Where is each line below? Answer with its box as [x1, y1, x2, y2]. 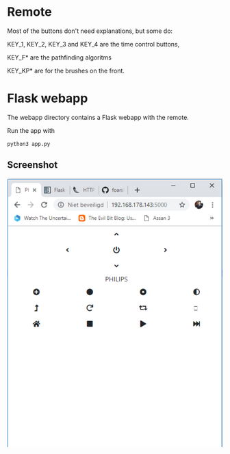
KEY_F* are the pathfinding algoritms [7, 53, 112, 62]
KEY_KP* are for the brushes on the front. [7, 66, 125, 75]
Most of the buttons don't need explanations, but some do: [7, 27, 173, 35]
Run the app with [7, 126, 55, 134]
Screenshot [7, 159, 58, 171]
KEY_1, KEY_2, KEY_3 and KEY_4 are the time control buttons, [7, 40, 180, 48]
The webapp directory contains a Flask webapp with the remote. [7, 113, 190, 121]
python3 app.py [7, 140, 51, 147]
